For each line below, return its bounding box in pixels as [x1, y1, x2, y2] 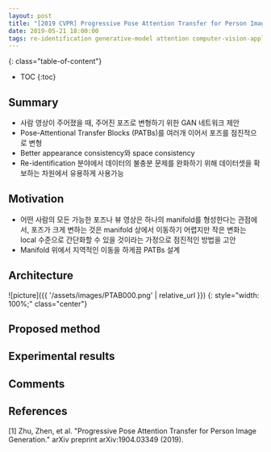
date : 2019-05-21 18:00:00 [8, 27, 99, 35]
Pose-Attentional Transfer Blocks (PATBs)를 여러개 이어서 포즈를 [19, 128, 230, 138]
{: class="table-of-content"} [8, 56, 102, 66]
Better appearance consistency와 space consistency [19, 149, 195, 158]
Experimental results [8, 349, 115, 363]
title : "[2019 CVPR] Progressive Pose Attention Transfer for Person [8, 19, 248, 27]
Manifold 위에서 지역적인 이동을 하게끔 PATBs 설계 [19, 245, 180, 254]
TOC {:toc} [19, 72, 56, 82]
